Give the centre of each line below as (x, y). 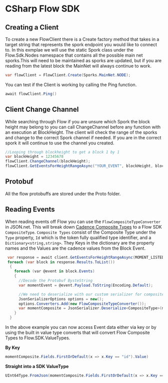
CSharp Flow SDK (42, 9)
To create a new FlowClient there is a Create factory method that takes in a (82, 39)
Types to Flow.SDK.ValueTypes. (38, 338)
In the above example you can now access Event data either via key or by (81, 327)
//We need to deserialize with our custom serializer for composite (91, 294)
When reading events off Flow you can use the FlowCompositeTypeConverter (83, 222)
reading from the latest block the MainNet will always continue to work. (78, 66)
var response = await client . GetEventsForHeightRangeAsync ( (71, 257)
